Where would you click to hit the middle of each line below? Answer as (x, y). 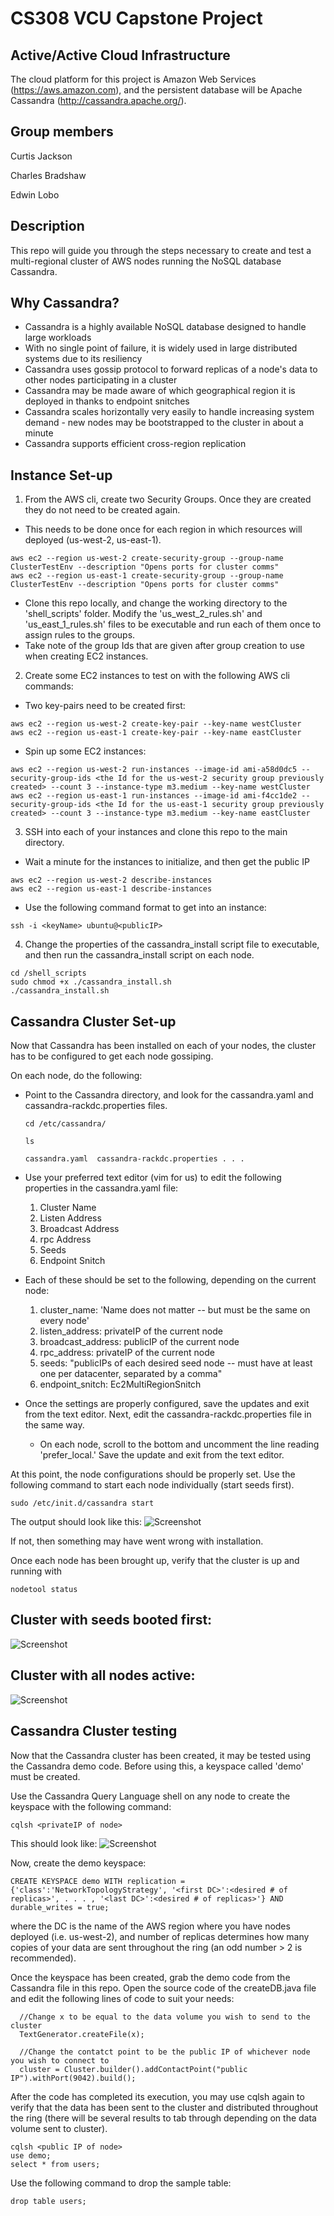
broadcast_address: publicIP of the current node (139, 1342)
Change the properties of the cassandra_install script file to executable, (172, 944)
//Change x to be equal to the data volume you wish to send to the (165, 2017)
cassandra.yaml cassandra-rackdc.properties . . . (134, 1159)
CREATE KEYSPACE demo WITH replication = (98, 1881)
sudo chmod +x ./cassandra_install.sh (91, 982)
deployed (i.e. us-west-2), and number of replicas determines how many (160, 1936)
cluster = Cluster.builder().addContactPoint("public (133, 2069)
